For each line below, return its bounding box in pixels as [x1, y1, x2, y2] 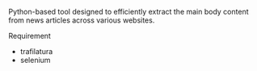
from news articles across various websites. [8, 15, 155, 25]
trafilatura [19, 47, 53, 56]
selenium [19, 56, 51, 65]
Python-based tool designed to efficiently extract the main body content [8, 7, 249, 16]
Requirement [8, 31, 51, 40]
